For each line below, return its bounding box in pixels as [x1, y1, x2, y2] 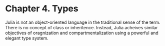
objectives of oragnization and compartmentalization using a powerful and [5, 30, 158, 36]
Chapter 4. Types [5, 3, 78, 14]
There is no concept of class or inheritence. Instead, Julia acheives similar [5, 24, 158, 30]
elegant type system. [5, 35, 48, 41]
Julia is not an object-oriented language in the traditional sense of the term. [5, 19, 160, 25]
